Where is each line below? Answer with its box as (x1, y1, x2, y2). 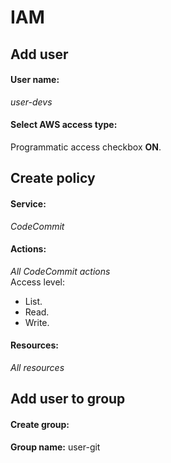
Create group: (10, 418, 70, 430)
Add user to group (10, 391, 126, 408)
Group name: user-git (10, 441, 101, 453)
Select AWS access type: (10, 119, 118, 131)
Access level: (10, 276, 65, 288)
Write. (24, 316, 50, 328)
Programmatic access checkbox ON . (10, 141, 162, 153)
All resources (10, 361, 65, 373)
